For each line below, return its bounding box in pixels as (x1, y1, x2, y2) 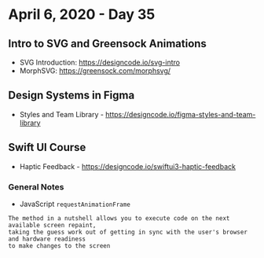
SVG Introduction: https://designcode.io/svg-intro (19, 57, 181, 67)
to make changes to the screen (8, 241, 111, 249)
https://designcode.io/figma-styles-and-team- (105, 109, 256, 119)
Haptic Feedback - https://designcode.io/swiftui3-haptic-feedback (19, 161, 236, 171)
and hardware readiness (8, 234, 86, 243)
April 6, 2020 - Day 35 (8, 6, 156, 24)
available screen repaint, (8, 221, 97, 229)
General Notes (8, 181, 64, 192)
